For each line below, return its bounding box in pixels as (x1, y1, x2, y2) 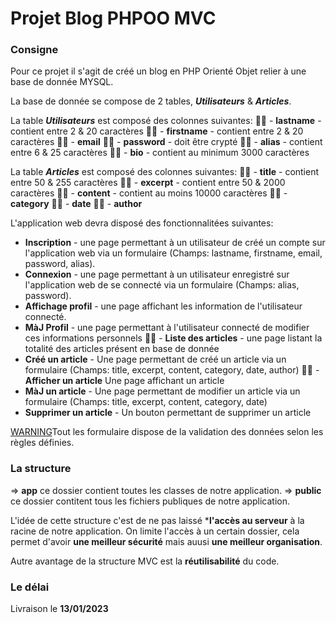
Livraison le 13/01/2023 (10, 603, 109, 615)
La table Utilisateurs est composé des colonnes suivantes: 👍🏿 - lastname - (10, 115, 322, 127)
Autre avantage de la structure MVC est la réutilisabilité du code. (10, 555, 280, 567)
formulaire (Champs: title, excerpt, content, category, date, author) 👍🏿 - (24, 364, 320, 376)
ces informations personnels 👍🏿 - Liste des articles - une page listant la (24, 332, 323, 344)
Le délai (10, 580, 50, 594)
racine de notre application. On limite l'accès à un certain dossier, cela (10, 525, 300, 537)
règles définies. (10, 437, 75, 449)
